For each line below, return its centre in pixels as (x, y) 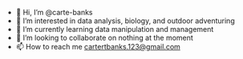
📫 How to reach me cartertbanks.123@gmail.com (98, 47)
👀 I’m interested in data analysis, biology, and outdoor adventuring (125, 21)
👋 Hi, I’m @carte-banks (54, 12)
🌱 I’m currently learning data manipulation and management (115, 29)
